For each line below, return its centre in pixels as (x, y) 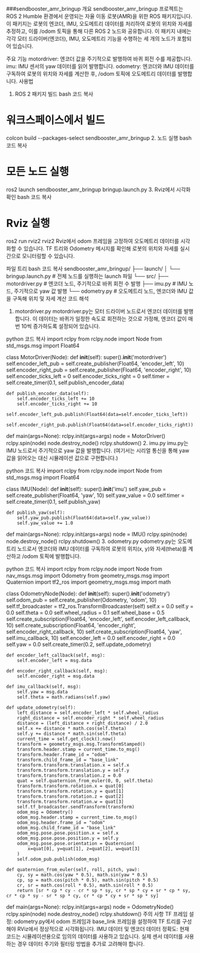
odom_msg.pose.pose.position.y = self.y (68, 838)
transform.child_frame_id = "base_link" (68, 760)
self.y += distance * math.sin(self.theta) (72, 734)
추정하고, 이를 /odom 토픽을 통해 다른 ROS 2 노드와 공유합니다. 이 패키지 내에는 (99, 31)
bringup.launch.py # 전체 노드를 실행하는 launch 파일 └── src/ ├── (87, 276)
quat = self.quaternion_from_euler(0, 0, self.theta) (85, 781)
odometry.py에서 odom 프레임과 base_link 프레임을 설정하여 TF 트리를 (97, 921)
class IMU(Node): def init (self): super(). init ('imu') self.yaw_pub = (86, 489)
